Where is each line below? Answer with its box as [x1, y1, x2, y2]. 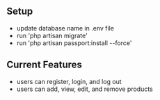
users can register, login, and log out [16, 77, 122, 85]
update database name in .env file [16, 24, 114, 32]
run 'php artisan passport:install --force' [16, 38, 132, 47]
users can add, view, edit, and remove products [16, 85, 154, 93]
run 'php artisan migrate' [16, 31, 88, 40]
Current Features [6, 59, 83, 71]
